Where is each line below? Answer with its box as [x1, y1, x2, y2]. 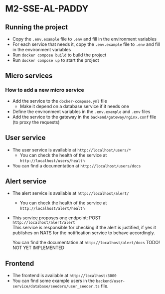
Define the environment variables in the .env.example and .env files [12, 108, 151, 115]
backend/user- [96, 279, 126, 284]
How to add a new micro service [5, 87, 85, 94]
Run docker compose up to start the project [12, 57, 99, 63]
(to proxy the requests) [12, 119, 60, 125]
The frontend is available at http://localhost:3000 [12, 273, 117, 279]
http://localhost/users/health [19, 158, 85, 163]
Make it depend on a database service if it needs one [19, 103, 130, 109]
